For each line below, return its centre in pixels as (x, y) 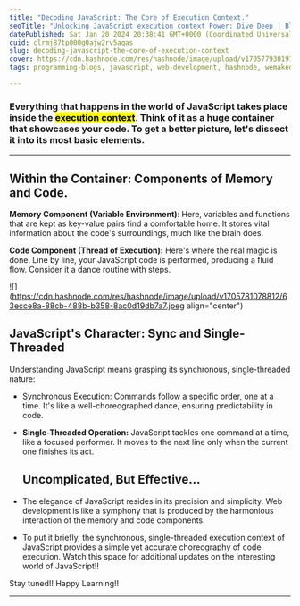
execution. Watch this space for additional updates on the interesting (149, 556)
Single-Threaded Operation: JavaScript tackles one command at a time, (156, 432)
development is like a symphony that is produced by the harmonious (148, 510)
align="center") (215, 306)
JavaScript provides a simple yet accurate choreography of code (142, 547)
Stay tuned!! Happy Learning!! (64, 583)
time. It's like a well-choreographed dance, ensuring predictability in (148, 405)
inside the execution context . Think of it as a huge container (142, 117)
